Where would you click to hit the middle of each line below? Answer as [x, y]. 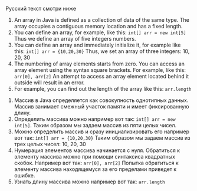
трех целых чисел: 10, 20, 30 [50, 144]
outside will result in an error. [49, 83]
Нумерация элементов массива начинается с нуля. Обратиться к [97, 150]
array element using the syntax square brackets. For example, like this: [100, 70]
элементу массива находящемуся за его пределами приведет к [95, 169]
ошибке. [24, 175]
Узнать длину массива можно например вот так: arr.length [90, 182]
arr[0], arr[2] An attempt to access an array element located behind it [101, 76]
